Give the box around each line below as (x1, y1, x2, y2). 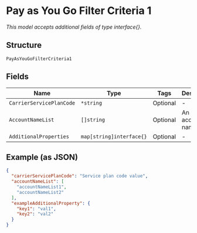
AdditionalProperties (9, 133, 69, 140)
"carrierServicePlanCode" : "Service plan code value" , (11, 173, 148, 179)
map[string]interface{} (81, 133, 148, 140)
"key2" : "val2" (16, 211, 54, 217)
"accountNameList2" (16, 189, 64, 195)
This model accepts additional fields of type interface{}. (6, 23, 142, 30)
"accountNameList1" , (16, 184, 67, 190)
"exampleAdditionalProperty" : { (11, 200, 91, 206)
